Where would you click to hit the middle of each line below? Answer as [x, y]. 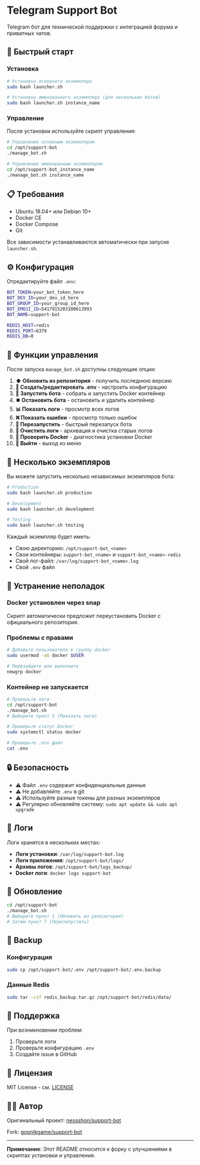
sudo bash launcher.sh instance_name [53, 103]
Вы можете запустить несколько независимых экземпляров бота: [91, 476]
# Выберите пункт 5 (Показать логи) [52, 716]
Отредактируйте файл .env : [42, 282]
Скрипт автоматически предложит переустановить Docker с [84, 616]
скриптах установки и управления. [51, 1155]
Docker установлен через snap [54, 603]
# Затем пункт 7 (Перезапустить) [48, 922]
